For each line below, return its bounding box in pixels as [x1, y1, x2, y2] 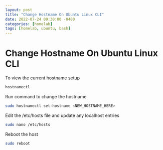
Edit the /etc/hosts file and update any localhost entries [5, 112, 119, 118]
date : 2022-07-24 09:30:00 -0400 [5, 17, 75, 22]
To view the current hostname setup [5, 75, 80, 81]
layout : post [5, 7, 33, 13]
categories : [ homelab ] [5, 21, 53, 27]
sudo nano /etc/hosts [5, 122, 51, 127]
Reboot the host [5, 131, 39, 137]
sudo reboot [5, 141, 30, 146]
